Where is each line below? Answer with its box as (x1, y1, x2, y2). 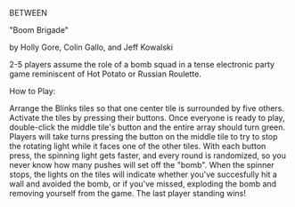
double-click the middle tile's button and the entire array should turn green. (9, 122, 286, 132)
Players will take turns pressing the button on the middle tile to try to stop (9, 131, 278, 141)
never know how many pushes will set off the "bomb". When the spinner (9, 160, 275, 170)
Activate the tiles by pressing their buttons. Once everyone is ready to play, (9, 113, 285, 123)
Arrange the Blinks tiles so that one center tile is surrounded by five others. (9, 103, 285, 114)
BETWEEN (9, 8, 47, 18)
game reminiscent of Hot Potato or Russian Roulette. (9, 68, 202, 79)
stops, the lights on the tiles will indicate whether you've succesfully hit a (9, 169, 278, 179)
